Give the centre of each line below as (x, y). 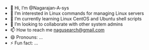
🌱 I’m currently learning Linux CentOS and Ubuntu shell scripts (76, 19)
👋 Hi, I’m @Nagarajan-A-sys (40, 8)
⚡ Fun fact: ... (24, 43)
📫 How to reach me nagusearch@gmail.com (57, 30)
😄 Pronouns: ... (27, 37)
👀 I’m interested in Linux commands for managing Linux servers (77, 13)
